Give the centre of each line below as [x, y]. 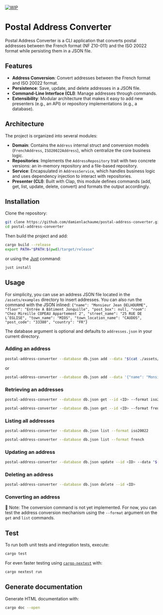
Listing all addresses [30, 421]
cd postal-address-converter [34, 227]
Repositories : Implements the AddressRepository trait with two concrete [84, 161]
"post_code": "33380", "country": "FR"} [47, 322]
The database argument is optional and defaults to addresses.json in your [79, 331]
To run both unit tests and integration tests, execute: [57, 545]
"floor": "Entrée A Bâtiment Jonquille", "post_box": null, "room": [76, 309]
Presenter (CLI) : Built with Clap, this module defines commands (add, [81, 181]
